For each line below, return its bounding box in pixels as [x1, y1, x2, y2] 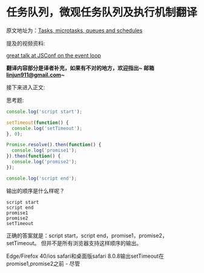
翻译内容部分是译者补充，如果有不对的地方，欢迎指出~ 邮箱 [6, 64, 154, 72]
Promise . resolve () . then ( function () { [6, 142, 102, 148]
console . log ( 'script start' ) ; [6, 109, 83, 115]
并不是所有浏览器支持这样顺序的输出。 [46, 239, 142, 246]
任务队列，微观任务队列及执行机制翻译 [6, 5, 198, 19]
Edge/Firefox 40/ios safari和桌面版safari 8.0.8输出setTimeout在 [6, 252, 165, 260]
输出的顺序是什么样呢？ [6, 187, 65, 194]
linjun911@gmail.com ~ [6, 71, 65, 78]
